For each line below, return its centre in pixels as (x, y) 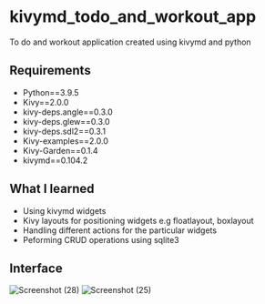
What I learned (52, 189)
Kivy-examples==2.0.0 (66, 141)
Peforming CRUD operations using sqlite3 (101, 239)
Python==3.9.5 (51, 92)
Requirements (50, 71)
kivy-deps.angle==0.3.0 (67, 112)
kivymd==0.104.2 (55, 160)
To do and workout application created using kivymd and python (131, 42)
